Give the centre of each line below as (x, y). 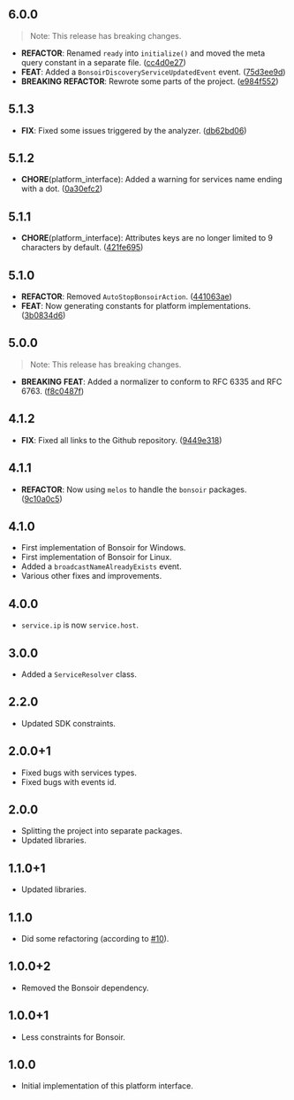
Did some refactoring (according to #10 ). (95, 938)
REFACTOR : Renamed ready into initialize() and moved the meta (143, 53)
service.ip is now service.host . (79, 625)
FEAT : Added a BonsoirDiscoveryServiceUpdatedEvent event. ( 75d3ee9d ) (153, 72)
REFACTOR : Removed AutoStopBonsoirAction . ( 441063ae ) (127, 296)
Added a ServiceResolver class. (79, 674)
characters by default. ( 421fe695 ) (82, 248)
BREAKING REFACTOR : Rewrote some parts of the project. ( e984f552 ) (150, 81)
